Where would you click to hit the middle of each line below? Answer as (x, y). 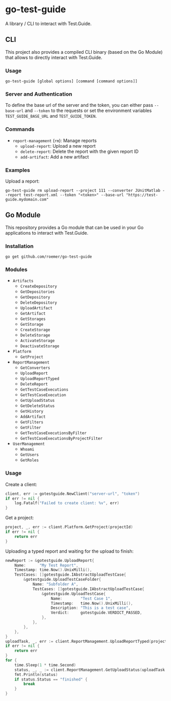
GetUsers (30, 455)
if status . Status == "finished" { (51, 679)
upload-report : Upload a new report (58, 146)
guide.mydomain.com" (27, 199)
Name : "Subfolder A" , (55, 584)
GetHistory (32, 412)
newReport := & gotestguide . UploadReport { (50, 560)
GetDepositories (37, 292)
